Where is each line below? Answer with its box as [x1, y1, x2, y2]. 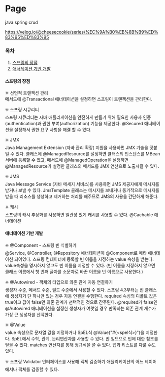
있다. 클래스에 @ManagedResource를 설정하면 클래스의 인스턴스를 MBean [15, 151, 160, 157]
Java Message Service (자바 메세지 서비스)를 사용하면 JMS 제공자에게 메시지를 [5, 181, 160, 187]
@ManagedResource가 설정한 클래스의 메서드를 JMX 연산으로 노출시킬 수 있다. [5, 163, 159, 169]
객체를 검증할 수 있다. [18, 366, 59, 372]
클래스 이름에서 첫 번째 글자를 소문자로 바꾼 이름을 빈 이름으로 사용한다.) [5, 268, 143, 275]
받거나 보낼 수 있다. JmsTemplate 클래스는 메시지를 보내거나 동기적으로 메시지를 [5, 188, 160, 193]
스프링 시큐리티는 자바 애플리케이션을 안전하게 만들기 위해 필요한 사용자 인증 [5, 114, 151, 120]
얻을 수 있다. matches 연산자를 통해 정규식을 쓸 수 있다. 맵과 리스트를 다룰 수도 [5, 342, 156, 348]
